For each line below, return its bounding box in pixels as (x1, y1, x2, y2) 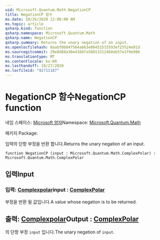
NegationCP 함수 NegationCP (5, 91, 126, 103)
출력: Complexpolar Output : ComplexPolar (5, 215, 139, 223)
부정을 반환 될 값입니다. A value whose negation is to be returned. (5, 199, 137, 205)
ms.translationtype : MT (5, 54, 55, 59)
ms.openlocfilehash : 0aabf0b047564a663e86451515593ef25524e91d (5, 45, 140, 50)
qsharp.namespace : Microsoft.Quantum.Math (5, 31, 95, 36)
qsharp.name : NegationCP (5, 36, 57, 41)
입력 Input (5, 170, 34, 179)
